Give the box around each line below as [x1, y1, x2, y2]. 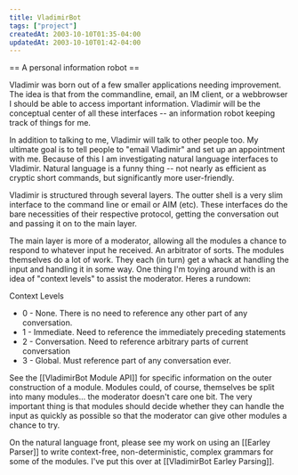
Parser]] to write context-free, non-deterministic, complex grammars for [9, 446, 274, 457]
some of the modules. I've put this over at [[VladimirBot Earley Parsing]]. [9, 456, 275, 467]
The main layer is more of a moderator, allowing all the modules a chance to [9, 235, 287, 246]
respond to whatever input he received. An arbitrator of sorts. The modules [9, 245, 285, 256]
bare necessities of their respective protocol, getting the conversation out [9, 209, 279, 219]
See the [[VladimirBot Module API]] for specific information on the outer [9, 373, 272, 383]
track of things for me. [9, 118, 92, 128]
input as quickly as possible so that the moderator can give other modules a [9, 411, 287, 422]
